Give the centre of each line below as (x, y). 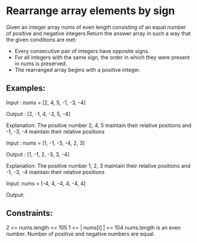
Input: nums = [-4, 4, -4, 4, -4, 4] (46, 183)
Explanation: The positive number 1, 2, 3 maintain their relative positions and (98, 165)
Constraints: (29, 213)
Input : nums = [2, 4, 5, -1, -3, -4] (46, 102)
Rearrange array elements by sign (91, 11)
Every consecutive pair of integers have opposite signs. (82, 51)
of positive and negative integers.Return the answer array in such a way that (98, 33)
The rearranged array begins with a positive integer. (78, 69)
